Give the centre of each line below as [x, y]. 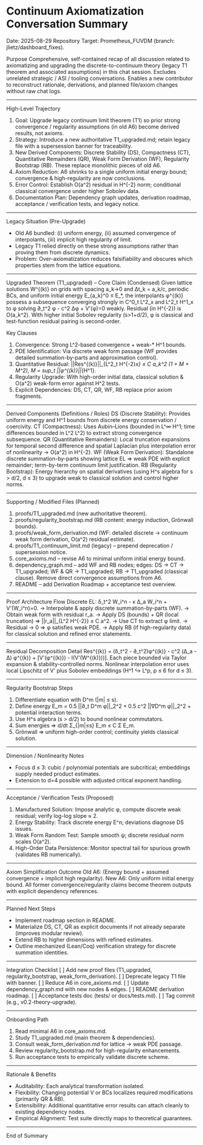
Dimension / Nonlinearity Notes [45, 756]
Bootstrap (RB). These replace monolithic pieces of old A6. [88, 165]
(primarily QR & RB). [40, 1099]
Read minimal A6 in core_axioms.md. [61, 1031]
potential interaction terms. [49, 712]
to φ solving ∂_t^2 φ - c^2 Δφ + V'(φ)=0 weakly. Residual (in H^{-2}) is [94, 308]
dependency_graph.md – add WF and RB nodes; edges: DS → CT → [99, 565]
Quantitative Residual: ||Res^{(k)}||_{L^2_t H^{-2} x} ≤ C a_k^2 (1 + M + [102, 364]
